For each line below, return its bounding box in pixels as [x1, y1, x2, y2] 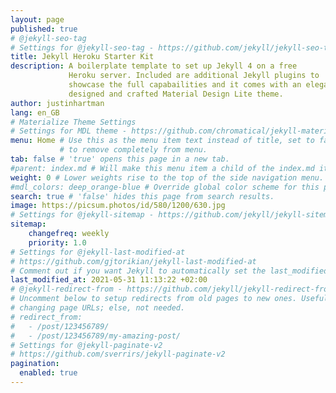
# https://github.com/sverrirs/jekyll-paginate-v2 [10, 349, 226, 360]
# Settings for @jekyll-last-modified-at [10, 247, 186, 257]
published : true [10, 24, 78, 34]
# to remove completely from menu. [59, 145, 208, 155]
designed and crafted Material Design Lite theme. [68, 89, 284, 99]
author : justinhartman [10, 98, 105, 108]
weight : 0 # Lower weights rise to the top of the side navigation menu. [10, 172, 325, 183]
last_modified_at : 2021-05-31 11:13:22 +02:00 [10, 275, 208, 285]
